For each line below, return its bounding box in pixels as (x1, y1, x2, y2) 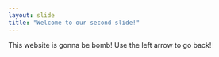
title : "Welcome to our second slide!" (8, 19, 140, 27)
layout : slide (8, 11, 56, 20)
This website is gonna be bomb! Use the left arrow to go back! (8, 40, 212, 49)
